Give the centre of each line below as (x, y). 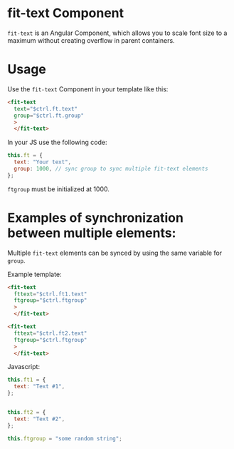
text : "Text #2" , (39, 419)
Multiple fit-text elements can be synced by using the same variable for (115, 253)
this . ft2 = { (27, 413)
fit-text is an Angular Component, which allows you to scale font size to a (117, 33)
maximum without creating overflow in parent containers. (91, 40)
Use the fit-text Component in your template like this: (88, 89)
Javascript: (24, 367)
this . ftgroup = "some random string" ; (65, 438)
